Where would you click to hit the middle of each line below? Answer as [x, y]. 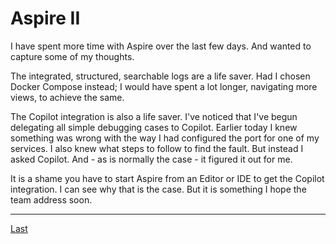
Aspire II [45, 18]
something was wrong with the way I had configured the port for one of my [165, 138]
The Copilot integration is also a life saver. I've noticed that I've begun [154, 116]
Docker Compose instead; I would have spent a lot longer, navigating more [164, 86]
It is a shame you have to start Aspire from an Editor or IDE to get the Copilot [167, 178]
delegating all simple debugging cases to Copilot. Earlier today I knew [154, 127]
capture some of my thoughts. [72, 56]
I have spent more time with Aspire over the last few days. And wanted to [161, 46]
